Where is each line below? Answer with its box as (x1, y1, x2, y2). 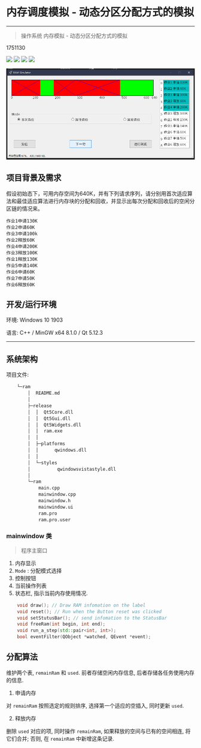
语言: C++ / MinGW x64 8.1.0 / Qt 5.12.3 (6, 329, 103, 337)
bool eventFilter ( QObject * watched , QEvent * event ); (17, 634, 151, 640)
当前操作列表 (14, 582, 47, 589)
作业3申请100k (6, 230, 38, 237)
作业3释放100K (6, 250, 38, 256)
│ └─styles (28, 459, 58, 465)
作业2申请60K (6, 224, 35, 230)
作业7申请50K (6, 275, 35, 281)
